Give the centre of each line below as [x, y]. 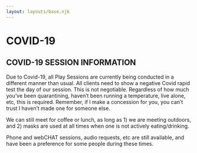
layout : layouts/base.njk [38, 12]
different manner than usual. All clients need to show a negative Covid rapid [98, 83]
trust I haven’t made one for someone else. [58, 108]
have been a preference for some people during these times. [80, 144]
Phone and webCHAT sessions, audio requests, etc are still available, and [95, 137]
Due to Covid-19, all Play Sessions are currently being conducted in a [90, 77]
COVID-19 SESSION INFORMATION [71, 63]
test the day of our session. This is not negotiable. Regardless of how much [98, 89]
